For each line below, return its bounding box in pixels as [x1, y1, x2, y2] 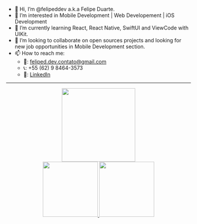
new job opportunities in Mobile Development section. [14, 43, 145, 50]
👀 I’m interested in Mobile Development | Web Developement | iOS [14, 12, 175, 19]
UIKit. [14, 31, 28, 38]
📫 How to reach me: [14, 50, 65, 56]
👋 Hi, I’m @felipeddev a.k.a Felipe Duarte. [14, 6, 115, 12]
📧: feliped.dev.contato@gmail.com [23, 58, 107, 65]
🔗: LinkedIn [23, 71, 51, 78]
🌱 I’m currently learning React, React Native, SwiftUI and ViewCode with [14, 24, 189, 31]
